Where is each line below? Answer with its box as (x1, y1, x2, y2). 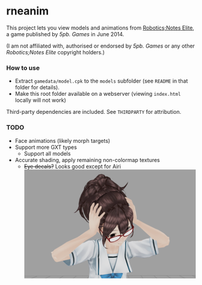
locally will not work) (14, 96, 66, 104)
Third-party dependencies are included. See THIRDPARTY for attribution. (6, 108, 182, 116)
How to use (6, 63, 40, 72)
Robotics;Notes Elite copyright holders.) (6, 48, 105, 55)
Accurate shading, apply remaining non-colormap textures (14, 156, 161, 163)
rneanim (6, 4, 49, 18)
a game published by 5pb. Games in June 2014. (6, 30, 124, 37)
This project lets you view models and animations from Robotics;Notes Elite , (6, 24, 194, 31)
